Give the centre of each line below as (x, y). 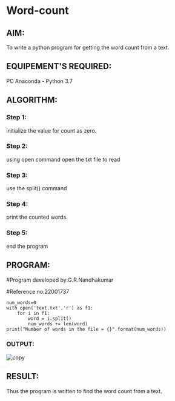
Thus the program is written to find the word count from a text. (84, 391)
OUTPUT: (20, 344)
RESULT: (23, 376)
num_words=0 (21, 303)
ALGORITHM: (32, 100)
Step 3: (17, 175)
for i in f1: (34, 313)
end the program (27, 246)
